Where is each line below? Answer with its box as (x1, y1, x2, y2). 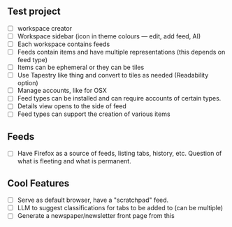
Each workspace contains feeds (17, 40, 110, 48)
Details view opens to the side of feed (17, 102, 127, 110)
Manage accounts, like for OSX (17, 87, 107, 95)
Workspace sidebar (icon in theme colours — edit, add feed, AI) (17, 31, 201, 41)
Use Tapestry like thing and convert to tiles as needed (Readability (17, 71, 209, 80)
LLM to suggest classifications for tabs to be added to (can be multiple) (17, 204, 224, 212)
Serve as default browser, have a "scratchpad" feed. (17, 196, 169, 205)
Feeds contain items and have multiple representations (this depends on (17, 48, 226, 56)
